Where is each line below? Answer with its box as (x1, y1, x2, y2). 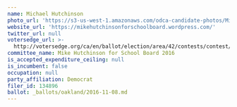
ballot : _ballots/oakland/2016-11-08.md (7, 89, 128, 96)
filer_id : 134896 (7, 82, 59, 89)
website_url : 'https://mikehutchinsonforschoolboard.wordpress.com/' (7, 23, 217, 30)
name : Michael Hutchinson (7, 10, 83, 18)
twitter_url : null (7, 30, 61, 37)
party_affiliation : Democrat (7, 75, 93, 83)
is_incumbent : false (7, 63, 68, 70)
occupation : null (7, 69, 59, 76)
